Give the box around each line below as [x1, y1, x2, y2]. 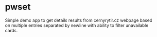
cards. [5, 27, 18, 33]
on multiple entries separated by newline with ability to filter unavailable [5, 22, 149, 28]
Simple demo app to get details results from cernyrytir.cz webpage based [5, 17, 153, 23]
